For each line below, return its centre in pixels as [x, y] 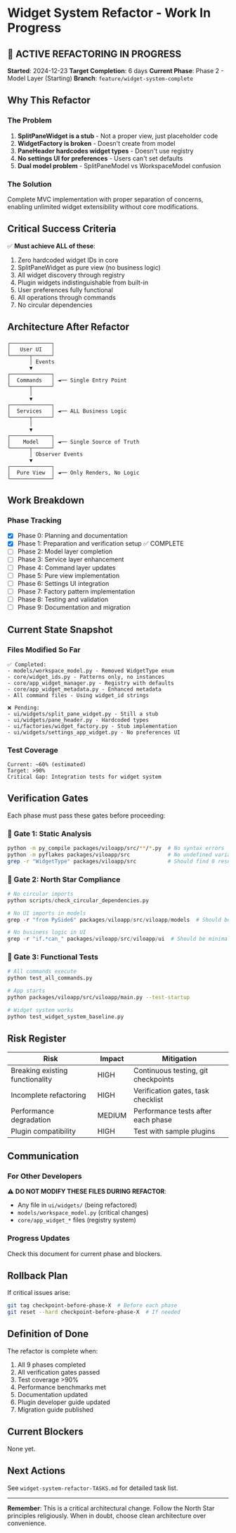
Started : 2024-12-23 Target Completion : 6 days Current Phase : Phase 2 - [116, 71]
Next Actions [36, 1471]
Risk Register [37, 1039]
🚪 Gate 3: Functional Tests [53, 957]
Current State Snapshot [60, 630]
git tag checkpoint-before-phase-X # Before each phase [92, 1306]
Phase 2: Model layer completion [65, 551]
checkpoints [153, 1079]
